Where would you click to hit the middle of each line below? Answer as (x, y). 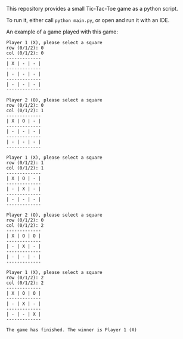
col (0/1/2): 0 (25, 53)
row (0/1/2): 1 (25, 163)
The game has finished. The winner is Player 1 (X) (72, 330)
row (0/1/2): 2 (25, 278)
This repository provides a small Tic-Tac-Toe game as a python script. (92, 9)
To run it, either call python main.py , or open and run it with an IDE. (88, 20)
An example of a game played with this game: (62, 32)
